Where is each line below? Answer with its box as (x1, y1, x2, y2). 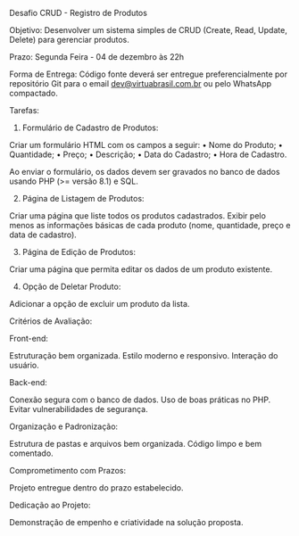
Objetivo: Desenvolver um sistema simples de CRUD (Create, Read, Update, (9, 25, 287, 35)
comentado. (9, 448, 54, 458)
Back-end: (9, 377, 47, 387)
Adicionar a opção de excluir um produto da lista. (9, 299, 190, 309)
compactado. (9, 88, 58, 98)
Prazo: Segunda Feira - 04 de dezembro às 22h (9, 52, 185, 62)
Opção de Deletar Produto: (21, 281, 121, 292)
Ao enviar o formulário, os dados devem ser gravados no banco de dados (9, 167, 280, 177)
